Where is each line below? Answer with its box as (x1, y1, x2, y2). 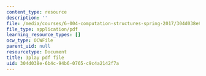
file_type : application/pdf (6, 26, 78, 32)
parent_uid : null (6, 44, 51, 50)
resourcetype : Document (6, 49, 67, 55)
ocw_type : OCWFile (6, 37, 53, 44)
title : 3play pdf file (6, 55, 64, 61)
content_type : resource (6, 9, 67, 15)
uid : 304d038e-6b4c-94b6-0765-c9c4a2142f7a (6, 60, 120, 66)
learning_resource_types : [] (6, 32, 81, 38)
